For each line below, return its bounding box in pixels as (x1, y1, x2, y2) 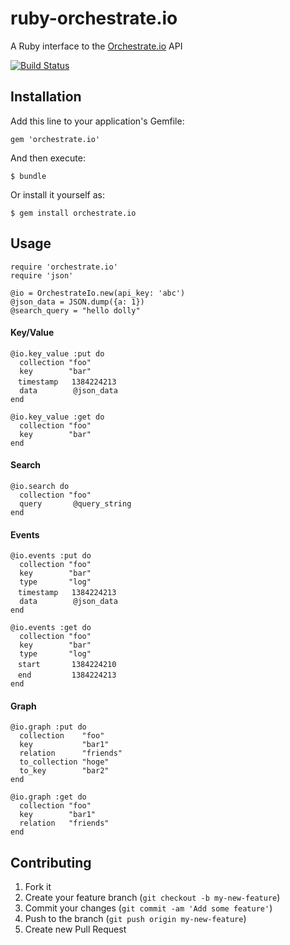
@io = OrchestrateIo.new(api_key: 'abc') (10, 288, 186, 298)
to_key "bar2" (19, 766, 110, 776)
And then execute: (10, 152, 86, 164)
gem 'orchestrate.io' (10, 134, 101, 144)
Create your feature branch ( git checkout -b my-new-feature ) (24, 892, 281, 904)
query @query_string (19, 498, 132, 509)
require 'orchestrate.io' (10, 262, 118, 272)
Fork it (24, 881, 52, 893)
